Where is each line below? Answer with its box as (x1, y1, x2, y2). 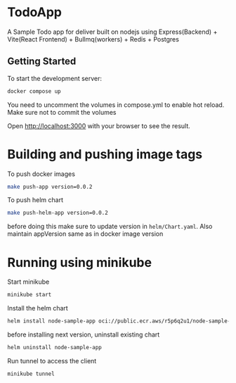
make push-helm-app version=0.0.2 (7, 209, 109, 217)
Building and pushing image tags (7, 146, 203, 162)
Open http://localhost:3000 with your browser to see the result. (7, 121, 191, 130)
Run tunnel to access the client (7, 356, 97, 365)
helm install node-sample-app (7, 318, 96, 325)
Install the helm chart (7, 304, 68, 313)
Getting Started (7, 56, 77, 68)
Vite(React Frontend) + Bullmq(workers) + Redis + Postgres (7, 34, 179, 43)
